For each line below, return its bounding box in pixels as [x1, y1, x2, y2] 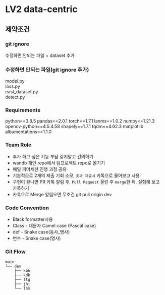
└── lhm [14, 286, 30, 291]
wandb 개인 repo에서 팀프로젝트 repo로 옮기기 [12, 160, 105, 166]
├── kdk [14, 273, 30, 278]
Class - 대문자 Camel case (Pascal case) [12, 223, 96, 229]
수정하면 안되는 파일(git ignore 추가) [5, 66, 89, 73]
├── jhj [14, 281, 30, 287]
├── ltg [14, 277, 30, 282]
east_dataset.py [5, 89, 38, 95]
